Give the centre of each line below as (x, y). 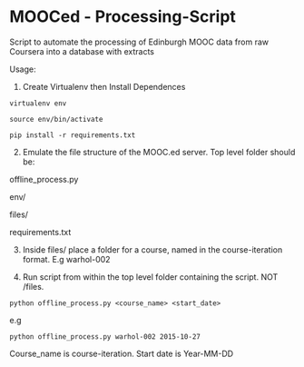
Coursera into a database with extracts (82, 51)
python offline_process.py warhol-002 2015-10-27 (105, 337)
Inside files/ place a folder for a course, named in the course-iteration (152, 249)
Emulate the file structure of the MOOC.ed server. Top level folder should (159, 152)
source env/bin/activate (56, 119)
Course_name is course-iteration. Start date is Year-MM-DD (122, 353)
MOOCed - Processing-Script (123, 17)
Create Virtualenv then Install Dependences (104, 86)
